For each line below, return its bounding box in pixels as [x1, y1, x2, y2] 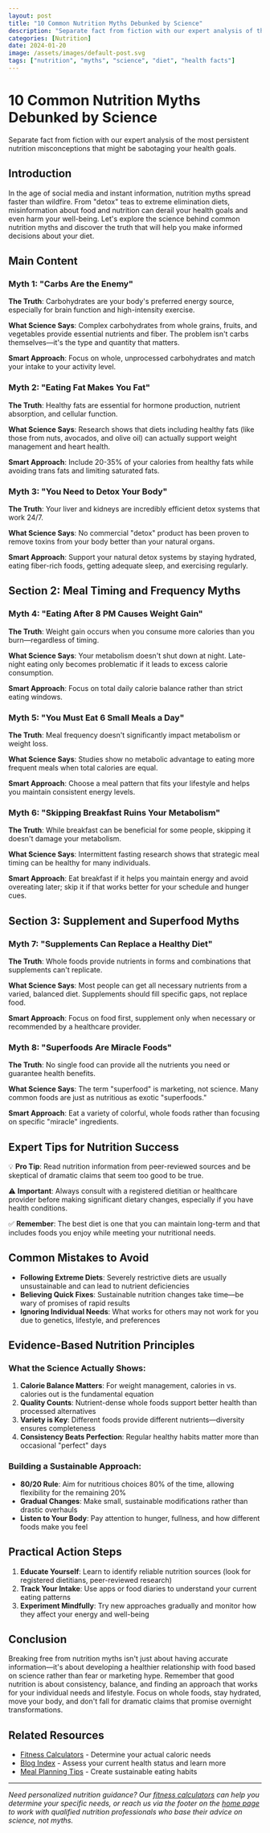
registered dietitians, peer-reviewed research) [19, 1575, 173, 1584]
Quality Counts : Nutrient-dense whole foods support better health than [19, 1398, 257, 1408]
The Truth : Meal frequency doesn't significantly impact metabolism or [8, 730, 241, 740]
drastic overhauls [19, 1505, 78, 1514]
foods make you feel [19, 1522, 88, 1531]
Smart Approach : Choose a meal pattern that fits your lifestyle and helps [8, 778, 251, 788]
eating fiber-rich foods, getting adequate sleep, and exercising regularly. [8, 561, 249, 570]
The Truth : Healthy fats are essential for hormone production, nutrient [8, 400, 241, 410]
